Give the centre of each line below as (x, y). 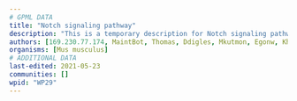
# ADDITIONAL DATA (43, 58)
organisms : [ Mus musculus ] (59, 50)
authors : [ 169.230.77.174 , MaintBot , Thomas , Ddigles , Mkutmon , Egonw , (144, 42)
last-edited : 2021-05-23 (55, 67)
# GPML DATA (31, 17)
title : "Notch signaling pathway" (73, 25)
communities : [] (39, 75)
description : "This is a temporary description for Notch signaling (138, 33)
